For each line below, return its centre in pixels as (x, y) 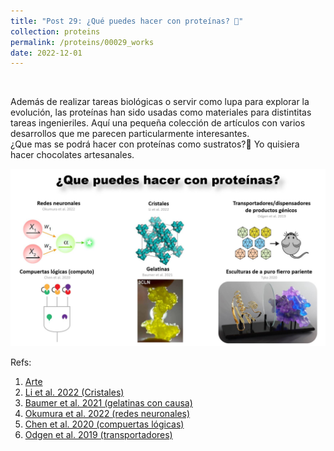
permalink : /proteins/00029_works (82, 42)
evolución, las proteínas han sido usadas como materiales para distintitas (161, 112)
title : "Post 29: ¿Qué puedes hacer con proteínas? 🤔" (127, 21)
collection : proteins (55, 31)
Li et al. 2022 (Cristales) (74, 392)
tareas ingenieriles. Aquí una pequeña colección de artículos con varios (158, 123)
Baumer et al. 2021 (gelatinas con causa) (108, 402)
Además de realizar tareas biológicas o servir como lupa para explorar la (160, 102)
